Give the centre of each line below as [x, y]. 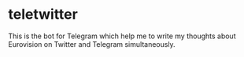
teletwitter [43, 14]
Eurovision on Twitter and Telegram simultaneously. [92, 44]
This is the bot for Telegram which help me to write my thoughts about [122, 36]
